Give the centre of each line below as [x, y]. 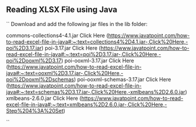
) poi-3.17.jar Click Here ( [71, 48]
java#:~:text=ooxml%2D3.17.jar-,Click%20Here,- [65, 73]
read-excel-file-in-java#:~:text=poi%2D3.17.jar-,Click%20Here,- [84, 54]
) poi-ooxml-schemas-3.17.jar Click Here [122, 79]
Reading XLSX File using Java [62, 10]
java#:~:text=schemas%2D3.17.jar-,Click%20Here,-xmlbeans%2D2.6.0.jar [96, 92]
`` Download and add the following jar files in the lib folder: [77, 24]
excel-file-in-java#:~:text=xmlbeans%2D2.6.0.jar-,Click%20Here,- [87, 104]
